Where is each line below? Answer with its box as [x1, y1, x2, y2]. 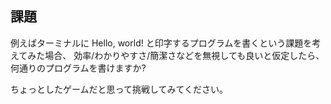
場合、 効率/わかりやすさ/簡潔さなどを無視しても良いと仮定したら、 [44, 49, 325, 61]
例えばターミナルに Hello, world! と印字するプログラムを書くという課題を [10, 37, 313, 49]
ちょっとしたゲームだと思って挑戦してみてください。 [10, 83, 229, 95]
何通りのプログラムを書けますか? [10, 62, 147, 74]
